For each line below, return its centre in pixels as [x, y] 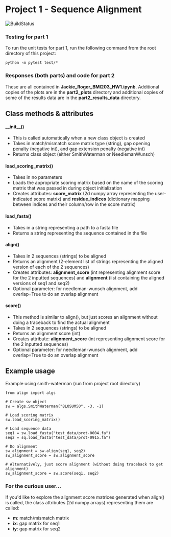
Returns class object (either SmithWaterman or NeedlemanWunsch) [84, 154]
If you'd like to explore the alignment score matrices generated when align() [85, 497]
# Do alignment [21, 446]
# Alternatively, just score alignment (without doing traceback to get [84, 464]
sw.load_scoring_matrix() [33, 419]
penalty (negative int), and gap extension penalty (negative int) [79, 149]
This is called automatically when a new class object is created [79, 138]
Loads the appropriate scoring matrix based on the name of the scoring [88, 183]
